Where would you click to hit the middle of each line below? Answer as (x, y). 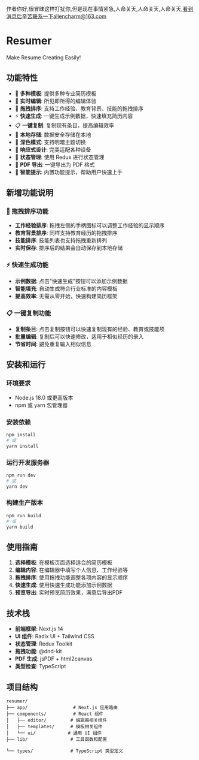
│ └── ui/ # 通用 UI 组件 (54, 733)
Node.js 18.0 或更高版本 (44, 397)
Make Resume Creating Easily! (44, 57)
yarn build (20, 527)
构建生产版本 (25, 503)
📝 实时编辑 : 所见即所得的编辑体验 (56, 101)
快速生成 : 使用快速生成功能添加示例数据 (63, 585)
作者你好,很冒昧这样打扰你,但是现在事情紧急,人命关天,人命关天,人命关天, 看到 (100, 9)
